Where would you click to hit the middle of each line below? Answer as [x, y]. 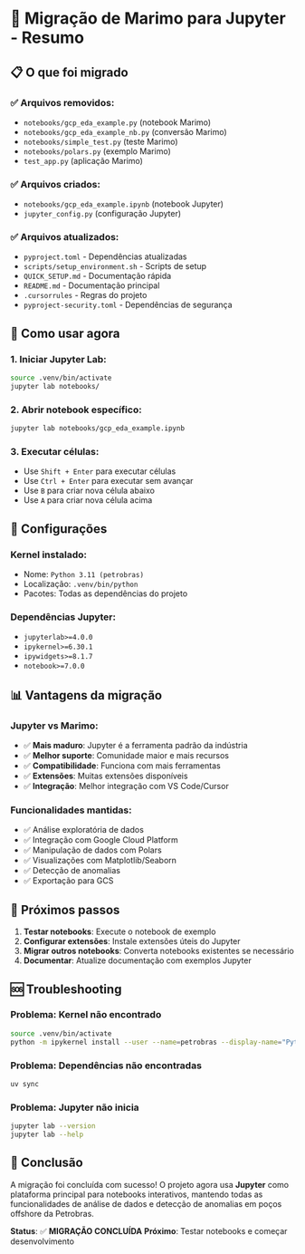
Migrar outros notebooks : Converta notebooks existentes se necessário [159, 951]
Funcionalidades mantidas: [71, 810]
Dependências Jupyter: [63, 617]
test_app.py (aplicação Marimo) [83, 160]
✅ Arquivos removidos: [62, 102]
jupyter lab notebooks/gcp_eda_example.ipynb [97, 429]
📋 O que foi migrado [70, 72]
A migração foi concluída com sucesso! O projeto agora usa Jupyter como [149, 1184]
